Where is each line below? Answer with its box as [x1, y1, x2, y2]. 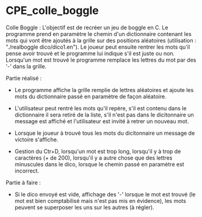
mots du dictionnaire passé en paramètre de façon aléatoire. [14, 93, 167, 100]
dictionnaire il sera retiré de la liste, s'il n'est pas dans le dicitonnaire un [14, 111, 195, 118]
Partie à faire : [5, 179, 41, 186]
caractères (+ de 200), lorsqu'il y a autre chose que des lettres [14, 154, 173, 162]
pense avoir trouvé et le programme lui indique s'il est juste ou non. [5, 49, 175, 57]
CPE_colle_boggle [5, 4, 99, 18]
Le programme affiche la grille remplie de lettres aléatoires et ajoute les [14, 86, 194, 93]
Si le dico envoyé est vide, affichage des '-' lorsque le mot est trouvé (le [14, 190, 196, 198]
